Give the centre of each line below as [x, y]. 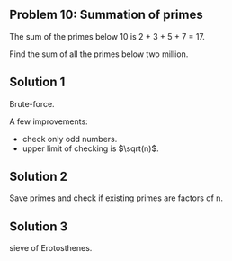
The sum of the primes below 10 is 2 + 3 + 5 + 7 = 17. [107, 36]
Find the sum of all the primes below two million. [99, 54]
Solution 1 [37, 82]
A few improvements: [49, 121]
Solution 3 [39, 226]
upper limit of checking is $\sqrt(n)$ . [90, 148]
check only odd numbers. [70, 139]
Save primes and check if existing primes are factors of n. [116, 198]
